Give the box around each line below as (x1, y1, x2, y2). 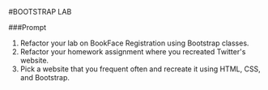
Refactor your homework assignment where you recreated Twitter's (19, 47, 246, 56)
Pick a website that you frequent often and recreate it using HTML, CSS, (19, 64, 261, 74)
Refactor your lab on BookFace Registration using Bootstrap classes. (19, 38, 249, 48)
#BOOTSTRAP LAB (8, 7, 72, 16)
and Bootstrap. (19, 73, 70, 82)
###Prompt (8, 23, 47, 32)
